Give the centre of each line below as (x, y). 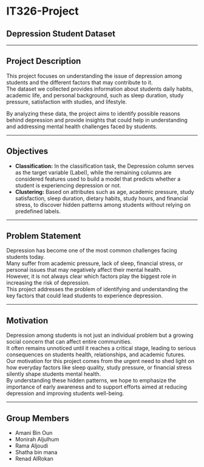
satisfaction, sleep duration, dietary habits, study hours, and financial (101, 198)
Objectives (27, 151)
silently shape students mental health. (54, 374)
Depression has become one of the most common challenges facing (92, 251)
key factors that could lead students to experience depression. (84, 296)
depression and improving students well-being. (65, 393)
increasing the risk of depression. (48, 283)
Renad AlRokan (34, 459)
